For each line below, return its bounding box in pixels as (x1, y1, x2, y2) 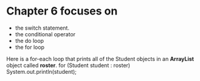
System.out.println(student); (6, 68, 77, 75)
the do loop (15, 37, 44, 44)
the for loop (15, 44, 44, 51)
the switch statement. (15, 24, 70, 31)
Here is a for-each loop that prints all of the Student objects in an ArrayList (6, 55, 195, 62)
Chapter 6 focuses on (6, 4, 118, 18)
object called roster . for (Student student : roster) (6, 62, 131, 69)
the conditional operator (15, 30, 76, 37)
